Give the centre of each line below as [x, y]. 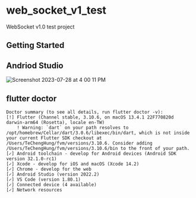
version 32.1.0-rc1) [32, 159]
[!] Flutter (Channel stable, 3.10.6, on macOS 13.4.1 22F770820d [90, 117]
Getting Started [35, 45]
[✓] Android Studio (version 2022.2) [53, 174]
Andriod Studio [35, 66]
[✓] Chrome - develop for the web [49, 169]
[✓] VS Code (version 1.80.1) [44, 179]
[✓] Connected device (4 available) [51, 184]
